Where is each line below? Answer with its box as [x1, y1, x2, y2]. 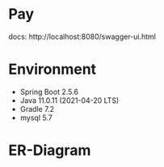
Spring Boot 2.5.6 [19, 87, 79, 96]
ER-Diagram [8, 141, 91, 160]
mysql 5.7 [19, 113, 53, 122]
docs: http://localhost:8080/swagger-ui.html [8, 32, 156, 41]
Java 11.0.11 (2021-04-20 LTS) [19, 95, 120, 105]
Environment [8, 60, 97, 79]
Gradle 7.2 [19, 104, 55, 113]
